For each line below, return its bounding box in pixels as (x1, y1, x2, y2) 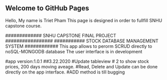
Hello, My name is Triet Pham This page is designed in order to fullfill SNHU (5, 17, 162, 23)
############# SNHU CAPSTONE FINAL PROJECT (5, 32, 117, 38)
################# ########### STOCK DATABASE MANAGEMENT (5, 38, 159, 44)
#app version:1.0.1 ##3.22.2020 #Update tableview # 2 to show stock (5, 58, 149, 64)
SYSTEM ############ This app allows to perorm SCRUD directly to (5, 43, 152, 49)
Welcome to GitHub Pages (5, 4, 89, 13)
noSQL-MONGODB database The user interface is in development (5, 48, 143, 54)
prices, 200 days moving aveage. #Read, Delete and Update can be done (5, 63, 158, 69)
